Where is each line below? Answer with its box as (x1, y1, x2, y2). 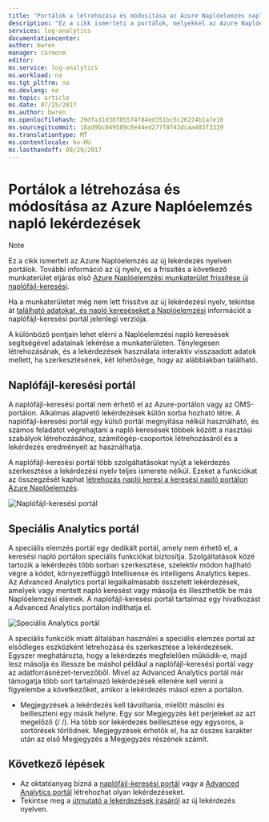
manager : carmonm (8, 49, 66, 57)
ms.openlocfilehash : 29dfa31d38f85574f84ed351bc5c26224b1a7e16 (8, 116, 224, 124)
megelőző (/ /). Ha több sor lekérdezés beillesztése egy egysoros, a (19, 717, 244, 727)
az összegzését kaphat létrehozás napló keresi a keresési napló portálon (8, 475, 248, 484)
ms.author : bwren (8, 109, 66, 117)
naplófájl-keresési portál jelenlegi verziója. (8, 314, 148, 324)
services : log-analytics (8, 26, 91, 34)
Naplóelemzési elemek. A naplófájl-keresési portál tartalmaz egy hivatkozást (8, 594, 261, 603)
